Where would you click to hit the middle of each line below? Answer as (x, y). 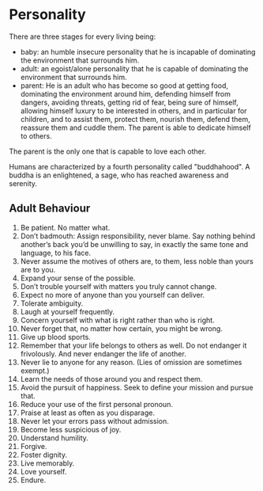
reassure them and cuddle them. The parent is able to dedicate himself (135, 128)
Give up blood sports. (56, 337)
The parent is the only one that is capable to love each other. (108, 151)
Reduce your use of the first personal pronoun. (96, 404)
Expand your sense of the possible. (78, 278)
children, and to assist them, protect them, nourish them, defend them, (135, 119)
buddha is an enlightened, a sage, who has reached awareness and (119, 175)
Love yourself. (43, 471)
